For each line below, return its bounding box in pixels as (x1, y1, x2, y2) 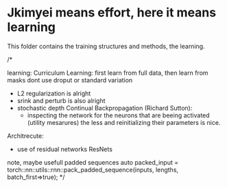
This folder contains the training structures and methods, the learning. (7, 42, 205, 50)
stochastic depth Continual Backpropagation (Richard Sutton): (16, 104, 193, 112)
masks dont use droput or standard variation (7, 75, 133, 84)
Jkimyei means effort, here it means (7, 5, 217, 21)
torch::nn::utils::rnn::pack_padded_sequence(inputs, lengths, (7, 165, 179, 174)
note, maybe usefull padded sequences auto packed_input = (7, 158, 179, 166)
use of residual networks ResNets (16, 145, 113, 153)
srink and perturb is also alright (16, 96, 106, 104)
